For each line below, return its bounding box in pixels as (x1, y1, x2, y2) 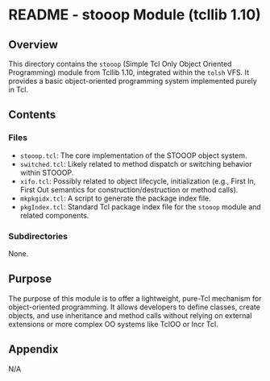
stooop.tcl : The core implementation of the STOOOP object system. (19, 151, 247, 160)
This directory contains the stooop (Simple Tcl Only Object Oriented (8, 59, 232, 68)
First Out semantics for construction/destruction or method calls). (19, 184, 239, 194)
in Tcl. (8, 85, 28, 94)
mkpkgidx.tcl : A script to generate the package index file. (19, 193, 211, 203)
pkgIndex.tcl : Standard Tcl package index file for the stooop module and (19, 201, 262, 211)
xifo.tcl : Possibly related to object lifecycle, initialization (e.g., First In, (19, 176, 256, 186)
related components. (19, 210, 89, 220)
